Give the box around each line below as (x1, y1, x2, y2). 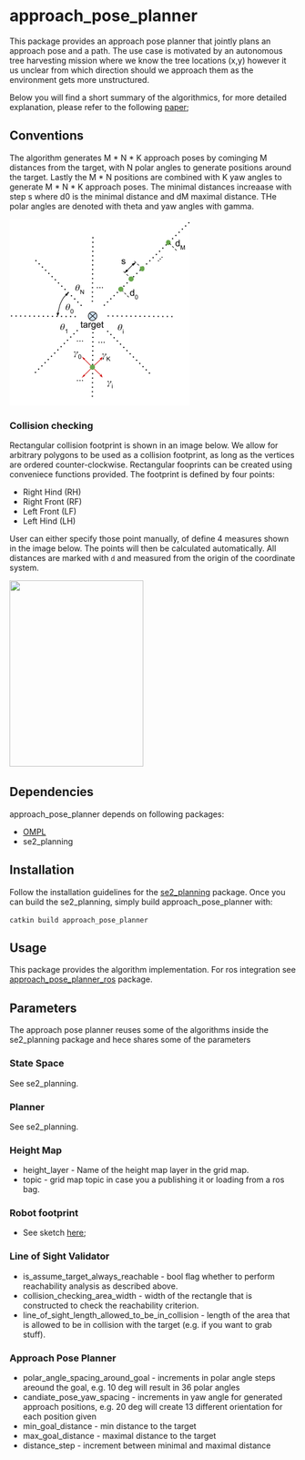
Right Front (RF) (22, 496, 83, 507)
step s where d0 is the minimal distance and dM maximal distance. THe (9, 190, 278, 201)
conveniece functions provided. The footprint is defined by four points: (9, 469, 276, 480)
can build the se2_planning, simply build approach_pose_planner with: (9, 896, 273, 907)
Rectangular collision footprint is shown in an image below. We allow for (9, 440, 279, 451)
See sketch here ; (22, 1227, 86, 1239)
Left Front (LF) (22, 506, 77, 517)
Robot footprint (9, 1207, 79, 1220)
